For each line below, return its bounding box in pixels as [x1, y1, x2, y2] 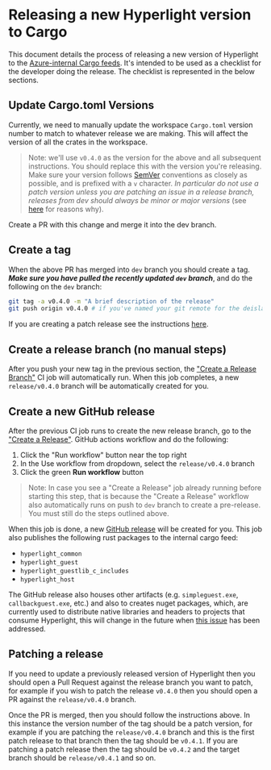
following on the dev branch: [8, 281, 102, 291]
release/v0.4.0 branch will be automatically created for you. [8, 381, 210, 391]
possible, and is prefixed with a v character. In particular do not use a [27, 178, 260, 188]
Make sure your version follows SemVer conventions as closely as [27, 169, 248, 179]
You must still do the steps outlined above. [27, 508, 169, 518]
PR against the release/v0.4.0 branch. [8, 694, 137, 704]
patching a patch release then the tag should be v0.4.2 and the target [8, 744, 240, 754]
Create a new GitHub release [8, 405, 156, 418]
